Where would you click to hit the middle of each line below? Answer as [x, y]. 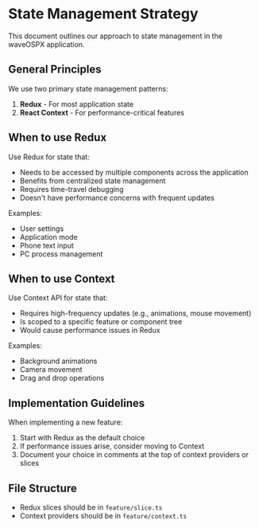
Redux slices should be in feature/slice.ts [91, 507]
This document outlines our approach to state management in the [115, 36]
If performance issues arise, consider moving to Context [112, 446]
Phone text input [46, 245]
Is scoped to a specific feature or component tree [101, 322]
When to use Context [62, 278]
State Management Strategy [103, 14]
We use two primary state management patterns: [88, 88]
